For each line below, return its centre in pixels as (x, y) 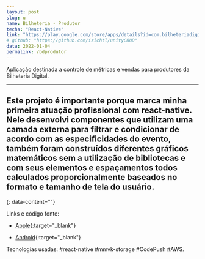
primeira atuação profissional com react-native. (99, 111)
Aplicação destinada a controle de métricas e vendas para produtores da (98, 69)
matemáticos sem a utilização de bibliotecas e (96, 158)
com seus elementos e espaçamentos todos (92, 168)
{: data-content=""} (31, 201)
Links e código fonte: (33, 213)
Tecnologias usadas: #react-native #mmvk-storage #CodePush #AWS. (95, 249)
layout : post (23, 12)
